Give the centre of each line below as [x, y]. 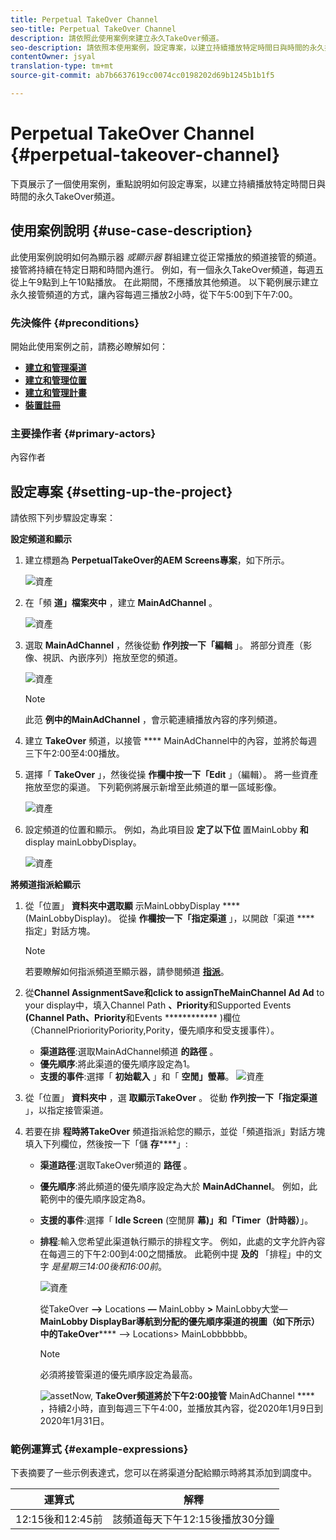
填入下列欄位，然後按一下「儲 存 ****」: [106, 1144]
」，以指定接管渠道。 [66, 1110]
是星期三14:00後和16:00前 [105, 1267]
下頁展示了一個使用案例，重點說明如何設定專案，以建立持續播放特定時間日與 [168, 183]
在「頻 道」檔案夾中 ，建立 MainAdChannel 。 [121, 603]
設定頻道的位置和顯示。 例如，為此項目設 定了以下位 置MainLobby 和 [166, 830]
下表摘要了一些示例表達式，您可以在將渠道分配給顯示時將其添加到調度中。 [163, 1473]
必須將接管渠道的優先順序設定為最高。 [118, 1375]
